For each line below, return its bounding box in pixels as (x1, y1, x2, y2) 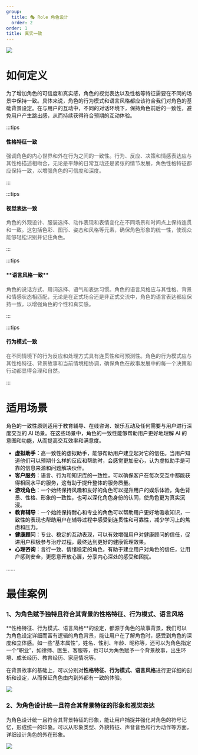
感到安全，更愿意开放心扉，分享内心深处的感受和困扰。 (19, 553, 154, 560)
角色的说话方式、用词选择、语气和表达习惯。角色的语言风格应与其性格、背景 (6, 285, 192, 293)
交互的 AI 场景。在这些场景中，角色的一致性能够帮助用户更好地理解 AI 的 (11, 430, 187, 437)
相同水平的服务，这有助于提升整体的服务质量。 (19, 479, 134, 486)
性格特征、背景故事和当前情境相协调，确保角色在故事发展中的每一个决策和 (11, 359, 192, 367)
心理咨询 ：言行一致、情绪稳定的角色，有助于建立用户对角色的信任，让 (14, 546, 186, 553)
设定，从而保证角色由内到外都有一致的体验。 (16, 674, 125, 681)
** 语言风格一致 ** (6, 272, 49, 279)
